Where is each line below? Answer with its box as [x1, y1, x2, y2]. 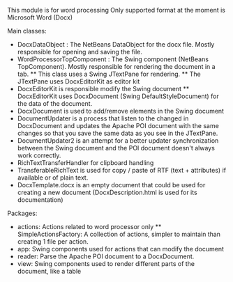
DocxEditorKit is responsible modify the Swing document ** [17, 85, 190, 93]
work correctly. [17, 151, 61, 159]
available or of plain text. [17, 173, 89, 182]
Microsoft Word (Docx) [7, 13, 73, 22]
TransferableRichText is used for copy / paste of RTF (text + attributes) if [17, 166, 227, 174]
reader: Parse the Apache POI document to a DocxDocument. [17, 252, 195, 260]
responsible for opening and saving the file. [17, 48, 143, 56]
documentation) [17, 196, 63, 204]
